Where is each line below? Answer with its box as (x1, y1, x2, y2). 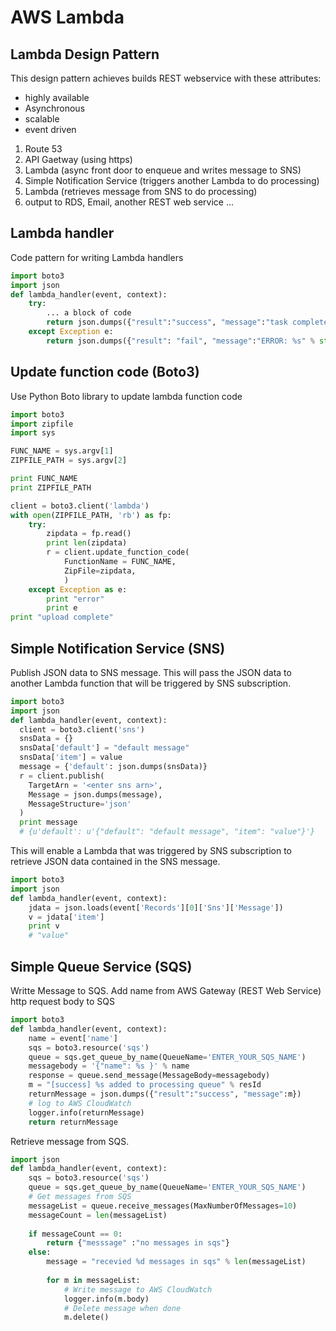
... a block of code (46, 308, 132, 318)
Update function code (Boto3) (10, 364, 200, 381)
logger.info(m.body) (63, 1294, 150, 1304)
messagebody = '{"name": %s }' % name (28, 1061, 190, 1071)
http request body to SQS (10, 996, 115, 1007)
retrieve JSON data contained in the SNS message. (10, 856, 221, 868)
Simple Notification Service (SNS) (10, 640, 226, 657)
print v (28, 921, 60, 931)
